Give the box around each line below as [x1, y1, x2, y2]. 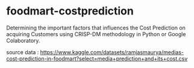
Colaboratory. [6, 37, 40, 44]
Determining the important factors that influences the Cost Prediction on [6, 24, 186, 31]
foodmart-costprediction [6, 4, 134, 18]
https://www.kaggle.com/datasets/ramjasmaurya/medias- [40, 48, 184, 55]
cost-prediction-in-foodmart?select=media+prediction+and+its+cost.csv [6, 55, 188, 62]
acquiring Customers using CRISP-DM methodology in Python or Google [6, 30, 186, 37]
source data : [6, 48, 39, 55]
